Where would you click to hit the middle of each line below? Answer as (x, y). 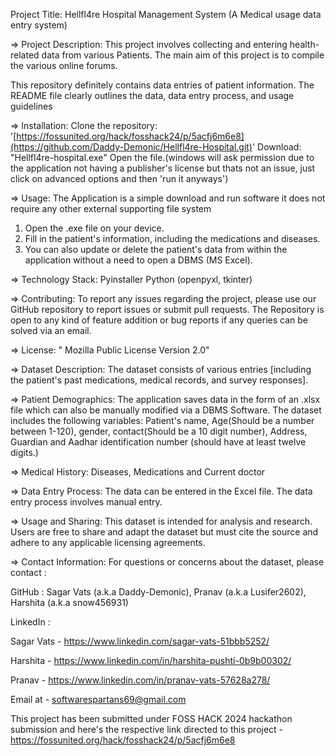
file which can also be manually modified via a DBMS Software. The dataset (166, 410)
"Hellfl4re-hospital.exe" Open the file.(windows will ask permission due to (162, 157)
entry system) (39, 25)
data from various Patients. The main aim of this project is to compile (183, 55)
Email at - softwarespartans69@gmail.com (98, 699)
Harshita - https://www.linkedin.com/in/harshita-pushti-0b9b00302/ (151, 660)
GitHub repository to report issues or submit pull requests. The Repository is (167, 309)
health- (304, 44)
